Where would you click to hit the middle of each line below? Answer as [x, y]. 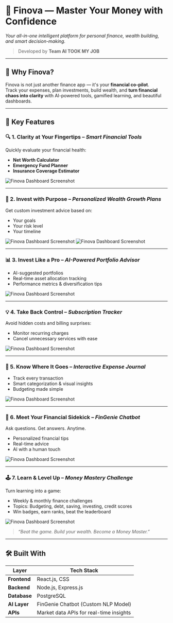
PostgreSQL [51, 596]
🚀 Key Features [30, 122]
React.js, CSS [53, 579]
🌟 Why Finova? [30, 72]
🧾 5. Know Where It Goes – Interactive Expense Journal [75, 367]
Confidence [31, 21]
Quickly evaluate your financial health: [46, 150]
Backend [19, 587]
